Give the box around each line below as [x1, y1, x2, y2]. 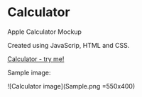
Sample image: [7, 68, 51, 77]
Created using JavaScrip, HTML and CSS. [7, 41, 130, 49]
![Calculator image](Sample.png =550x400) [7, 82, 136, 90]
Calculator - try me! [7, 54, 65, 63]
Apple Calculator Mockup [7, 27, 82, 36]
